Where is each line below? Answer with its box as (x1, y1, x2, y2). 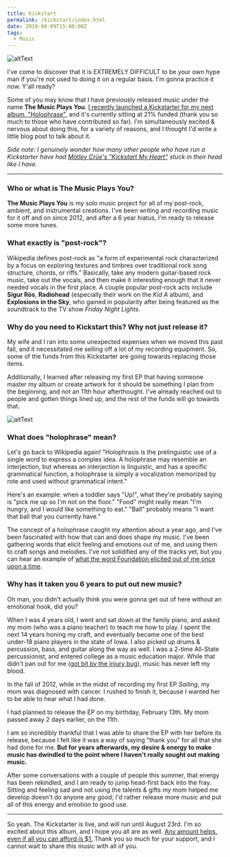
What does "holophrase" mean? (7, 432, 116, 442)
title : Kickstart (7, 10, 57, 17)
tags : (7, 29, 23, 36)
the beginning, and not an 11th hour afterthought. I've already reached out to (7, 387, 222, 396)
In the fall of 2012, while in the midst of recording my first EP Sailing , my (7, 680, 210, 688)
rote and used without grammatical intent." (7, 477, 127, 485)
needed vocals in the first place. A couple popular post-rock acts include (7, 283, 213, 291)
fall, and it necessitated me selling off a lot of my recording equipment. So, (7, 345, 218, 354)
